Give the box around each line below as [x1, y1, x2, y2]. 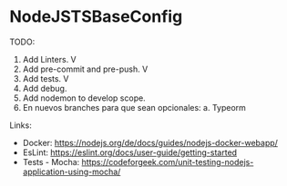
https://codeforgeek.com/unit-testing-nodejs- [81, 156, 254, 167]
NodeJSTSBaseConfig [9, 6, 183, 27]
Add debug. [22, 83, 67, 93]
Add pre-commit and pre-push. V [22, 64, 149, 74]
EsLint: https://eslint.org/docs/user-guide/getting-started [22, 147, 238, 158]
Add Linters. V [22, 54, 77, 64]
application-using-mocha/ [22, 166, 121, 177]
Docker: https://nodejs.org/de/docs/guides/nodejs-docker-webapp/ [22, 137, 278, 148]
